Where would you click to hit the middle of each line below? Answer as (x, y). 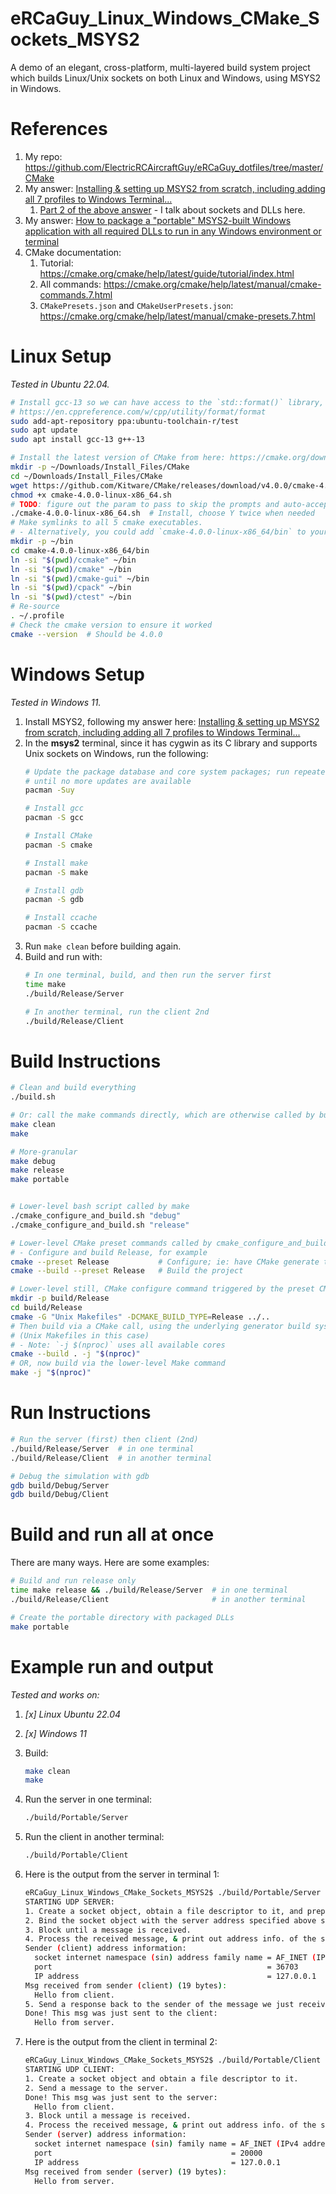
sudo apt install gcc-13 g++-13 (77, 440)
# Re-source (35, 607)
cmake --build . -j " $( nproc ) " (75, 1354)
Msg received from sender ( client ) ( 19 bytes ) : (126, 1985)
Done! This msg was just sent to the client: (121, 2013)
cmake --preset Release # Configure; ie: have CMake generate (165, 1262)
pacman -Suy (49, 790)
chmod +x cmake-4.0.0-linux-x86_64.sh (91, 495)
